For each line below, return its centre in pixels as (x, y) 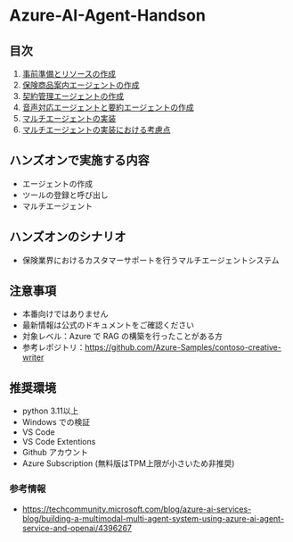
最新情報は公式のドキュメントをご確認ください (108, 325)
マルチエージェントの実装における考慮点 (96, 129)
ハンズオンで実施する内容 (79, 160)
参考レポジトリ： (53, 347)
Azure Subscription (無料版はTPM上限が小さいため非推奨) (128, 463)
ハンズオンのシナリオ (68, 237)
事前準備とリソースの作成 (69, 74)
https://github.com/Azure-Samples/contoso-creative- (183, 347)
